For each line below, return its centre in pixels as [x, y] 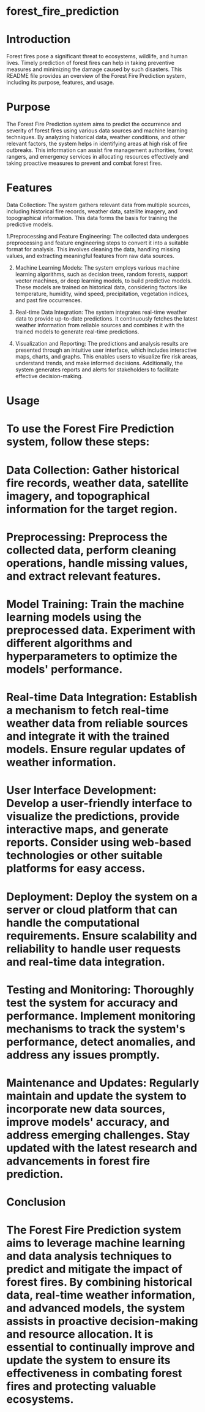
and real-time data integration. [86, 962]
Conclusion [36, 1202]
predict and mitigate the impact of [94, 1269]
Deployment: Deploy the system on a [102, 897]
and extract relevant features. [84, 576]
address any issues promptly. [83, 1055]
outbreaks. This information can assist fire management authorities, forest [100, 150]
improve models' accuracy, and [88, 1122]
